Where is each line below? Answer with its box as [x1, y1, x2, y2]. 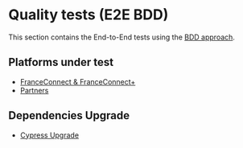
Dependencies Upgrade [8, 109, 130, 122]
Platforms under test [8, 55, 114, 69]
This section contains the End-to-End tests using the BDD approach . [8, 32, 236, 42]
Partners [19, 85, 49, 95]
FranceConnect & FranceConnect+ [19, 76, 136, 86]
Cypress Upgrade [19, 130, 79, 140]
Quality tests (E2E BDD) [8, 6, 169, 24]
